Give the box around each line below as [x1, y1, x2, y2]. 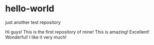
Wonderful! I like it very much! [5, 34, 67, 40]
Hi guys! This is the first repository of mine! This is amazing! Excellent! [5, 29, 150, 35]
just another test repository [5, 19, 61, 25]
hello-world [5, 3, 55, 14]
